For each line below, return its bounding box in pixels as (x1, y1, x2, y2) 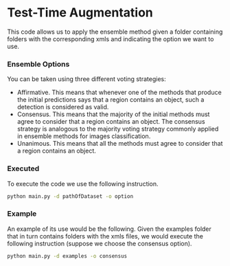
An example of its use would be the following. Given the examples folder (7, 225, 211, 233)
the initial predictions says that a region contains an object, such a (16, 96, 205, 104)
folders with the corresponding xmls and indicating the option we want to (7, 34, 214, 43)
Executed (7, 164, 40, 173)
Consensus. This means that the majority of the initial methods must (16, 110, 210, 118)
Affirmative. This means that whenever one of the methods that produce (16, 88, 222, 97)
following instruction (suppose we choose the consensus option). (7, 239, 192, 247)
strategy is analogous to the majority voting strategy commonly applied (16, 125, 219, 133)
